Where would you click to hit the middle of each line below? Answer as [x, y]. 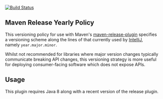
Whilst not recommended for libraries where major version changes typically [82, 54]
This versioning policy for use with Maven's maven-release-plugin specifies [81, 34]
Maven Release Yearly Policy [50, 23]
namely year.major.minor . [31, 45]
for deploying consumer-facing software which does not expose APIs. [75, 64]
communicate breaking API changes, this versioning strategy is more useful [81, 59]
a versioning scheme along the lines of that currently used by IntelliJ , [74, 39]
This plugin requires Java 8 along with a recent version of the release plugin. [82, 91]
